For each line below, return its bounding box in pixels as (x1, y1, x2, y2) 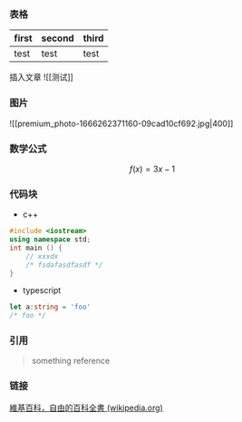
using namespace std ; (9, 235, 92, 244)
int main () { (9, 243, 63, 252)
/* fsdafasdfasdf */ (25, 260, 103, 270)
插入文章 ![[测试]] (9, 72, 74, 83)
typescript (22, 285, 62, 296)
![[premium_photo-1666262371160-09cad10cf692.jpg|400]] (9, 118, 234, 129)
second (41, 32, 74, 44)
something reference (31, 356, 111, 367)
